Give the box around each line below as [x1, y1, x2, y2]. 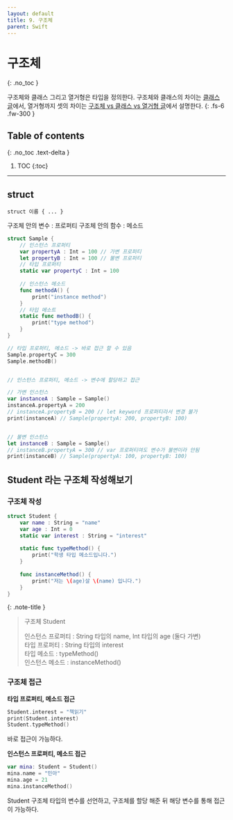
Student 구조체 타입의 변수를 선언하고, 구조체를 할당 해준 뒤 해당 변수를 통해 [7, 796, 213, 805]
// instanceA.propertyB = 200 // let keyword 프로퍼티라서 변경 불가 [7, 409, 198, 416]
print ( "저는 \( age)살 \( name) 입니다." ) [32, 577, 142, 585]
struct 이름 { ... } [7, 208, 64, 215]
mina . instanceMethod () [7, 782, 73, 790]
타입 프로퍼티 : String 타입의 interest [24, 641, 124, 649]
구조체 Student [24, 617, 66, 626]
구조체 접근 [7, 677, 42, 687]
